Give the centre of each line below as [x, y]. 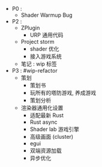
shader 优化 [44, 49]
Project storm [38, 42]
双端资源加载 [46, 150]
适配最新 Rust [47, 115]
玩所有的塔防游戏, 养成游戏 [63, 93]
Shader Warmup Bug [47, 15]
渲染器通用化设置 [42, 108]
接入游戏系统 [46, 56]
